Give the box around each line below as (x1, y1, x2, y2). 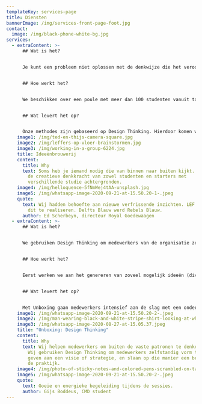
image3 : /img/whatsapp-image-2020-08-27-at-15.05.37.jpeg (17, 322, 165, 328)
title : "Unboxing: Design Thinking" (17, 327, 109, 333)
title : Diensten (6, 14, 47, 20)
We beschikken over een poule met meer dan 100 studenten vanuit (22, 96, 189, 102)
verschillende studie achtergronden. (28, 179, 122, 185)
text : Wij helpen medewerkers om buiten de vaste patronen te (22, 344, 182, 350)
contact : (6, 25, 28, 32)
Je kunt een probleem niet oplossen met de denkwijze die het (22, 64, 182, 70)
